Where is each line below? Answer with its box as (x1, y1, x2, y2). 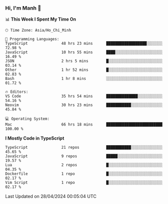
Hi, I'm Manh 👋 (5, 5, 42, 12)
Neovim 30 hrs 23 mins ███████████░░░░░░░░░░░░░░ (5, 103, 163, 108)
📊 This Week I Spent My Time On (5, 16, 76, 22)
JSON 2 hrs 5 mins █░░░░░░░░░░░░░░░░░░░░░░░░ (5, 59, 163, 64)
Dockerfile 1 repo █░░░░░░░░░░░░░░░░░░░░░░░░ (5, 171, 163, 176)
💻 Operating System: (5, 117, 50, 122)
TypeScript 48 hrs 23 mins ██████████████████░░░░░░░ (5, 41, 163, 46)
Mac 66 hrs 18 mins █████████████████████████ (5, 122, 163, 127)
